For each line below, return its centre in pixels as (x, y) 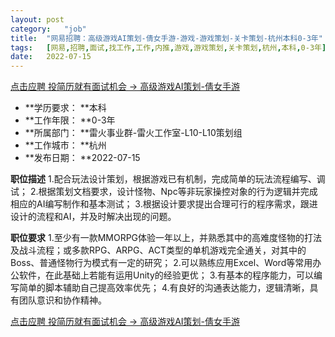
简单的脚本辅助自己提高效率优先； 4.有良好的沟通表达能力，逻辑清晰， (164, 288)
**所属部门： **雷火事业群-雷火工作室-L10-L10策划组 (133, 133)
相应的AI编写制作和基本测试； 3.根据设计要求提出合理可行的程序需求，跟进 (164, 204)
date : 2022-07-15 (51, 57)
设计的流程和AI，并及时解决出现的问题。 (93, 217)
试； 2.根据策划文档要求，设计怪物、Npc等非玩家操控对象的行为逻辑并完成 (164, 192)
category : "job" (48, 29)
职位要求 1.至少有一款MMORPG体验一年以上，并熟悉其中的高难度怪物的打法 (166, 238)
